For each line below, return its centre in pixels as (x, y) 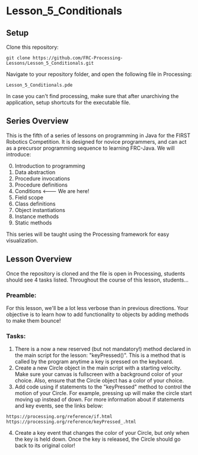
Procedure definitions (41, 185)
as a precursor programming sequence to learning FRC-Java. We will (90, 148)
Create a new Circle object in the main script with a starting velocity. (98, 368)
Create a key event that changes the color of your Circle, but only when (102, 433)
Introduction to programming (50, 166)
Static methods (33, 222)
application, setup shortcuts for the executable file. (68, 102)
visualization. (22, 240)
